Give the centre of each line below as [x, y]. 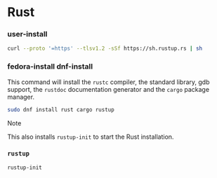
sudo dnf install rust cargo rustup [61, 109]
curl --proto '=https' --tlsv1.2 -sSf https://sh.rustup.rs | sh [105, 49]
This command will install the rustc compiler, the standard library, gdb [108, 82]
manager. [21, 97]
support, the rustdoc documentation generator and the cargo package [108, 89]
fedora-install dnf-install [50, 67]
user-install [27, 34]
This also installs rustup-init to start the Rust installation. [91, 137]
